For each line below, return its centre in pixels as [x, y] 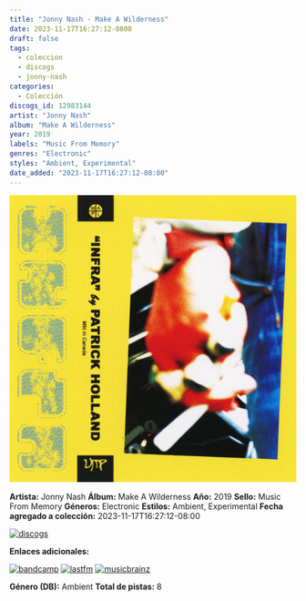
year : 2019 [30, 135]
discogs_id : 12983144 [51, 106]
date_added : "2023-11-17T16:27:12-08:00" [89, 173]
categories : [32, 87]
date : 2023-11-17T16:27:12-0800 [71, 29]
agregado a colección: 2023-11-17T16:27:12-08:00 [105, 515]
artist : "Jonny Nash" [51, 115]
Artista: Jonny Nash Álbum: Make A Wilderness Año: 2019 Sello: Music [145, 496]
